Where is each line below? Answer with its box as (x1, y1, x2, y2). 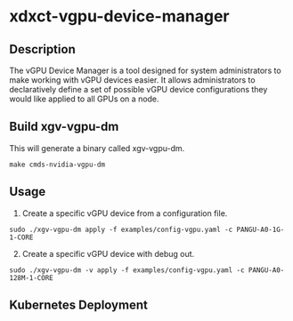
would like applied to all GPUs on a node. (9, 93, 159, 104)
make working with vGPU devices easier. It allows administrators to (9, 75, 256, 85)
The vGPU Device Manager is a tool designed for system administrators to (9, 65, 282, 76)
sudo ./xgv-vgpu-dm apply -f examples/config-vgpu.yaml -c (9, 225, 233, 234)
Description (9, 42, 76, 57)
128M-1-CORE (9, 273, 53, 282)
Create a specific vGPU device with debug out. (21, 248, 195, 259)
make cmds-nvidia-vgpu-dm (9, 160, 105, 169)
